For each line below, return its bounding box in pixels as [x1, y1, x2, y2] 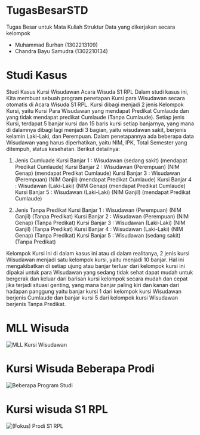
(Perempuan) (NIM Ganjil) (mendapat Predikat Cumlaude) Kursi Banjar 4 [14, 175, 192, 183]
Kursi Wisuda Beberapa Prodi [6, 362, 155, 375]
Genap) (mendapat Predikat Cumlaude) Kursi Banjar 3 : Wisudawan [14, 169, 180, 177]
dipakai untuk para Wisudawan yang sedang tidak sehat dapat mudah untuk [6, 269, 193, 276]
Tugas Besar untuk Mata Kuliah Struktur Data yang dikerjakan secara [6, 23, 176, 30]
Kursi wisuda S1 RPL [6, 402, 109, 416]
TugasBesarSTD [6, 4, 88, 17]
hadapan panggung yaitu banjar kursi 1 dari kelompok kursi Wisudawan [6, 288, 182, 295]
